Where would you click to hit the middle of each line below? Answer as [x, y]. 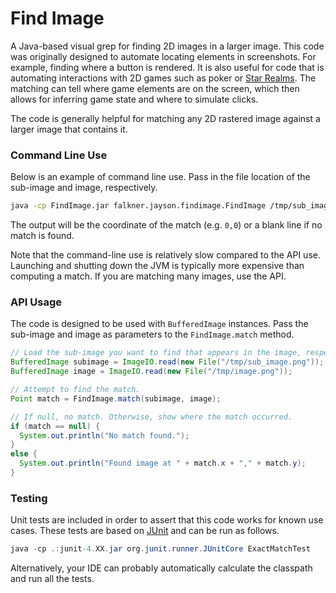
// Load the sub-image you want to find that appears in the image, [156, 353]
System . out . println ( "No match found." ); [104, 435]
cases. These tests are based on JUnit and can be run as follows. [145, 531]
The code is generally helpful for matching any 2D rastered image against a [165, 118]
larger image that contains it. [69, 129]
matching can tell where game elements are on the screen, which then [155, 88]
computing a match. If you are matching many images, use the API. [148, 276]
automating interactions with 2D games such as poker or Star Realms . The [163, 78]
